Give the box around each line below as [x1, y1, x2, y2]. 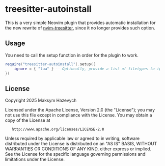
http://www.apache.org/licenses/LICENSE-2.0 [11, 127, 105, 132]
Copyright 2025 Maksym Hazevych [5, 97, 77, 104]
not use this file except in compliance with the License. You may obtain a [5, 112, 152, 118]
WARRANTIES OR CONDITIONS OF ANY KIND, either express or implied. [5, 146, 151, 152]
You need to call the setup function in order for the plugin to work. [5, 52, 139, 58]
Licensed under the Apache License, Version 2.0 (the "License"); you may [5, 107, 155, 113]
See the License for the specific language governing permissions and [5, 151, 146, 157]
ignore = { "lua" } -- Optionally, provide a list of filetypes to [14, 66, 155, 71]
